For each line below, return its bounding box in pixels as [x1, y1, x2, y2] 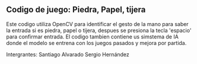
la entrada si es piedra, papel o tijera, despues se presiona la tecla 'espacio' [6, 27, 192, 34]
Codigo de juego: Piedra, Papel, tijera [6, 5, 146, 15]
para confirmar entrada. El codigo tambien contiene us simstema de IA [6, 33, 179, 40]
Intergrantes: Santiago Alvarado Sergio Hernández [6, 50, 129, 58]
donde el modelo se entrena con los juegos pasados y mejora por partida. [6, 39, 187, 46]
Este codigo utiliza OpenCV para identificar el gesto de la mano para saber [6, 20, 189, 27]
